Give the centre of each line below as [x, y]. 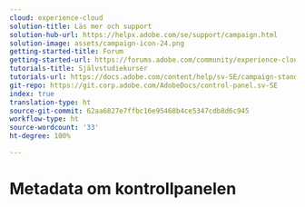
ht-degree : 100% [40, 136]
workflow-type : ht [44, 119]
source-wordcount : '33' [54, 128]
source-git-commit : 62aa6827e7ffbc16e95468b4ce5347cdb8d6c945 [129, 111]
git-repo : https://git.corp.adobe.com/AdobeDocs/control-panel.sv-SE [144, 85]
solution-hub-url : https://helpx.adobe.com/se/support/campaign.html [144, 34]
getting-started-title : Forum [67, 52]
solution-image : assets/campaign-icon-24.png [97, 43]
